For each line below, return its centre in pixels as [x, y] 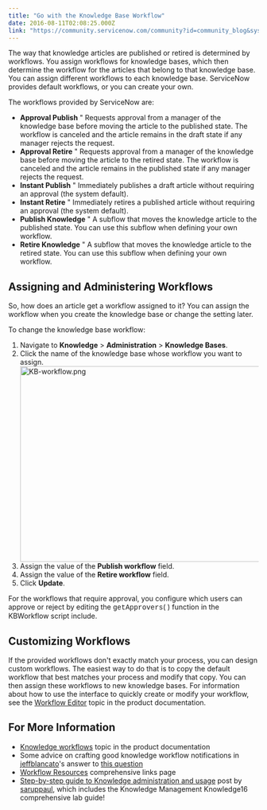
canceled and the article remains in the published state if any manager [135, 169]
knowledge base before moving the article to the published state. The [133, 126]
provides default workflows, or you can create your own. [101, 87]
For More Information [62, 728]
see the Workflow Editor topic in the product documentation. [107, 702]
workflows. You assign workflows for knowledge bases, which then [118, 61]
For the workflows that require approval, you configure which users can [126, 599]
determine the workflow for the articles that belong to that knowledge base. [132, 70]
